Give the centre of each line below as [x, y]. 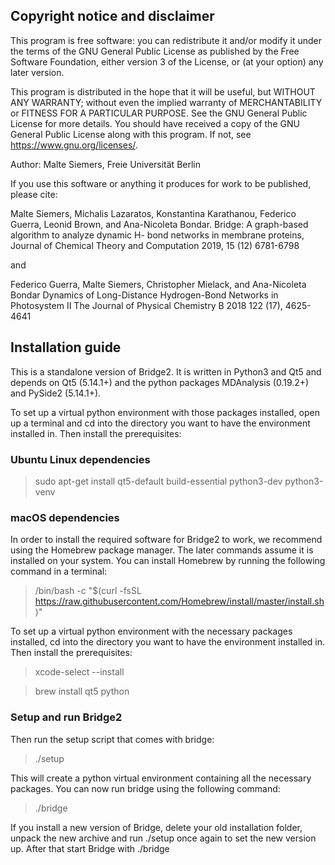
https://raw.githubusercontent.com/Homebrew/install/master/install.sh [179, 601]
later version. [37, 72]
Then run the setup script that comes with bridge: [112, 739]
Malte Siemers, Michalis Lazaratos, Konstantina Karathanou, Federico [153, 213]
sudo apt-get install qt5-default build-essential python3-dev [158, 481]
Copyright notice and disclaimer [112, 16]
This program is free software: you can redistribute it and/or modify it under [166, 40]
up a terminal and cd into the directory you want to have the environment [160, 423]
